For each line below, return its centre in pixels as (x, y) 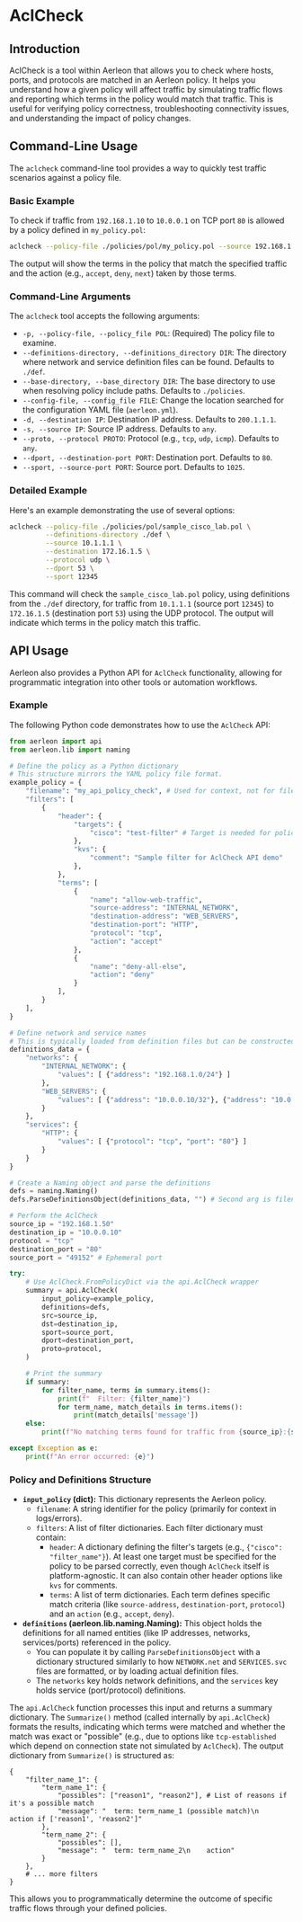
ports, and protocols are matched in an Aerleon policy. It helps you (133, 80)
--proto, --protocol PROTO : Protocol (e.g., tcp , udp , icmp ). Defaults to (151, 439)
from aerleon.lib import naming (70, 750)
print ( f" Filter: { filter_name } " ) (124, 1399)
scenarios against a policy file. (66, 177)
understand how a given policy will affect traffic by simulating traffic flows (146, 89)
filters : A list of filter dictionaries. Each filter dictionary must (149, 1528)
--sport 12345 (72, 576)
